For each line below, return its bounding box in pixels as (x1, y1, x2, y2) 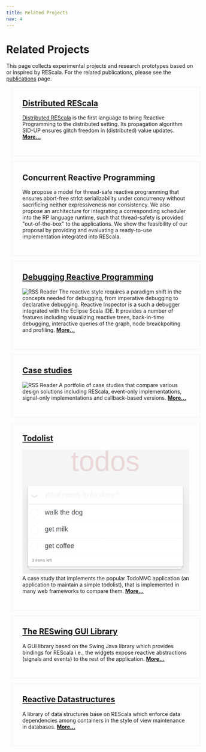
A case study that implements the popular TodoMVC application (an (22, 574, 190, 582)
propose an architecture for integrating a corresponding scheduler (22, 208, 186, 215)
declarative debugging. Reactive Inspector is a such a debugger (22, 301, 180, 308)
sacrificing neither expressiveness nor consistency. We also (22, 201, 170, 208)
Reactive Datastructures (22, 694, 116, 705)
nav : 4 (6, 16, 23, 22)
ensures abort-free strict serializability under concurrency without (22, 195, 186, 202)
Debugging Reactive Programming (22, 272, 154, 282)
